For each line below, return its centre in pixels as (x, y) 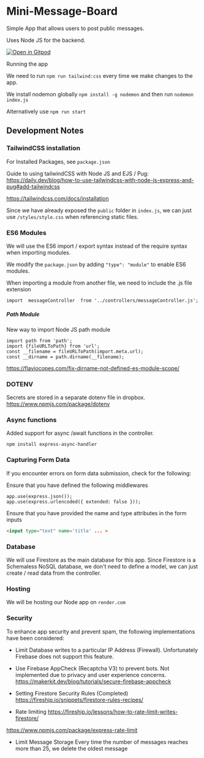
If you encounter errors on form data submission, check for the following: (99, 473)
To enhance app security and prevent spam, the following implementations (101, 631)
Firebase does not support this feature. (65, 656)
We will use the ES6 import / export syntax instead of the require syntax (97, 246)
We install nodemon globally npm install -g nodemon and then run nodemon (100, 94)
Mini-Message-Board (62, 11)
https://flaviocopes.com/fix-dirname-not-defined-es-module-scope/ (93, 368)
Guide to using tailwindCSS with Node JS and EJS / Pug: (77, 174)
